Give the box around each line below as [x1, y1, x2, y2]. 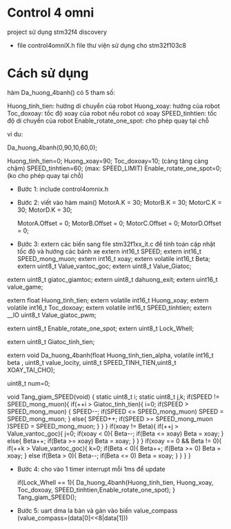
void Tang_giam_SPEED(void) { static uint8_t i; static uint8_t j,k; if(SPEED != [7, 393, 220, 401]
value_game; [7, 283, 43, 291]
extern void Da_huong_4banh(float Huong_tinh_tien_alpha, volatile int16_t [7, 351, 214, 359]
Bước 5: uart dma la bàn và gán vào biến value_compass [17, 506, 178, 514]
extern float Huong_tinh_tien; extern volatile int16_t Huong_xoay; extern [7, 296, 209, 304]
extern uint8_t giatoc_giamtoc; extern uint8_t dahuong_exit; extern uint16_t [7, 275, 219, 283]
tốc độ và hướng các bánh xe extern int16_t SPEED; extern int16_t [17, 247, 202, 255]
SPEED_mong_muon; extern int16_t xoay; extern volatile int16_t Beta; [17, 254, 210, 262]
